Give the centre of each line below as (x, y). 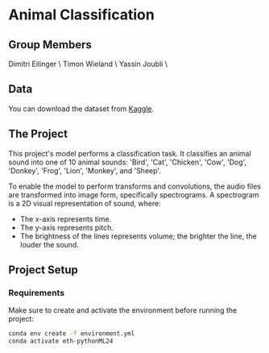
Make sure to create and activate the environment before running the (123, 310)
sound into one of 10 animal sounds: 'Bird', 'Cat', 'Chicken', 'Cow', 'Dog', (128, 162)
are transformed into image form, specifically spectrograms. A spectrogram (134, 194)
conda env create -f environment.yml (72, 334)
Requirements (37, 293)
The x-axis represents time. (66, 218)
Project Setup (43, 270)
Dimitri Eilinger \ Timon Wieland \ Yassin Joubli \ (88, 64)
